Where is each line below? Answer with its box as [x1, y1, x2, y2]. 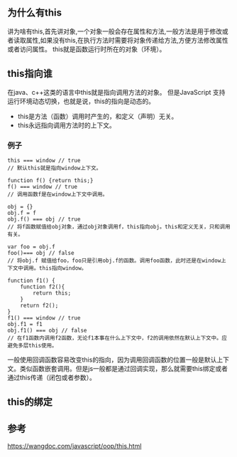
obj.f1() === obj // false [7, 327, 87, 334]
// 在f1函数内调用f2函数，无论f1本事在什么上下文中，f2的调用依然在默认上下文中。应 [7, 334, 227, 342]
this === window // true [7, 157, 81, 164]
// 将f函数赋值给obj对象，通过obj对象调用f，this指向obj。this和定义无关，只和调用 [7, 223, 231, 230]
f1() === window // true [7, 314, 81, 322]
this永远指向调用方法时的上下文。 [17, 120, 116, 130]
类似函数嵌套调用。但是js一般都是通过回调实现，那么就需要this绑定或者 [19, 364, 228, 372]
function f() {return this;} [7, 177, 94, 184]
